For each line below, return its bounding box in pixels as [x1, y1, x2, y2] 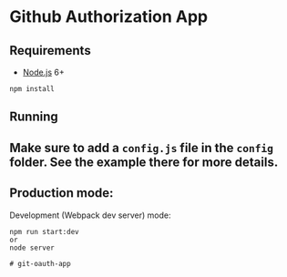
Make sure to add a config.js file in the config [9, 139, 274, 156]
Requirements [9, 43, 91, 58]
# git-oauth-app [9, 259, 71, 268]
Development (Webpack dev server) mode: [9, 210, 171, 221]
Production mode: [9, 185, 114, 201]
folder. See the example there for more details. [9, 154, 279, 169]
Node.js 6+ [22, 67, 66, 77]
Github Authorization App [9, 6, 209, 27]
